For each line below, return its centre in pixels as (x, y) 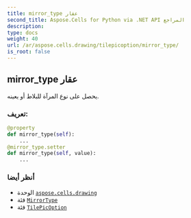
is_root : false (29, 52)
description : (26, 26)
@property (21, 128)
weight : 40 (23, 39)
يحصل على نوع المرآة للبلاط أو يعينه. (53, 96)
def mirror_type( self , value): (52, 154)
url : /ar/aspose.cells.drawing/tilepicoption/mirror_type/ (93, 45)
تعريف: (18, 114)
